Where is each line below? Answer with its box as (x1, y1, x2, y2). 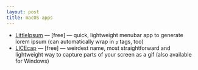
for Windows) (15, 57, 50, 65)
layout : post (6, 9, 40, 15)
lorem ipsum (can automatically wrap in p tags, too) (15, 38, 144, 45)
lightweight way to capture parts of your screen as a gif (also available (15, 51, 192, 58)
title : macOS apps (6, 15, 53, 21)
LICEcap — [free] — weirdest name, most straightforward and (15, 44, 171, 52)
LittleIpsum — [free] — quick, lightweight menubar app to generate (15, 31, 184, 38)
